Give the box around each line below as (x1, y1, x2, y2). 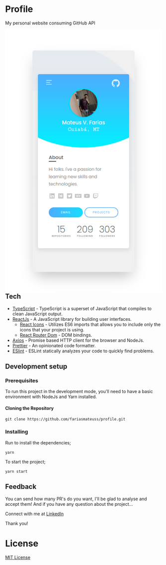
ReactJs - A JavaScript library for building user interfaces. (12, 316, 132, 322)
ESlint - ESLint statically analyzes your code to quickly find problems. (12, 348, 155, 354)
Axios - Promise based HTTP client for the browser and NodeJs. (12, 337, 144, 343)
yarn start (5, 469, 28, 474)
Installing (5, 428, 28, 435)
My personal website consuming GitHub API (5, 20, 95, 26)
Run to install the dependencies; (5, 439, 71, 445)
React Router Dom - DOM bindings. (19, 332, 92, 338)
